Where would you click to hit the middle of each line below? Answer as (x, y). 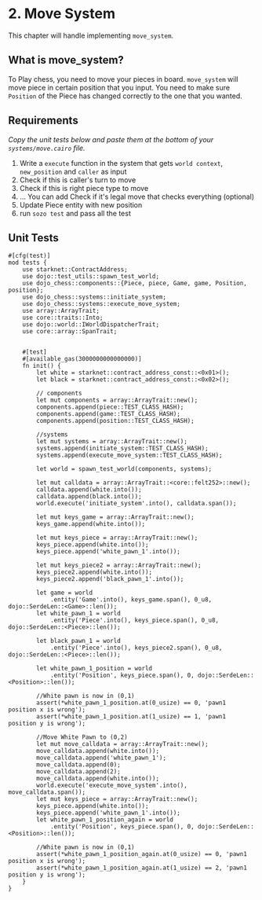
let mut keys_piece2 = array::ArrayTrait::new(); (119, 566)
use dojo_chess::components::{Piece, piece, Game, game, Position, (135, 284)
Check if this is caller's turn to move (78, 180)
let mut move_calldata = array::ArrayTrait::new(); (123, 744)
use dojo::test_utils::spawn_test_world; (91, 277)
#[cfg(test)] (29, 256)
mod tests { (27, 263)
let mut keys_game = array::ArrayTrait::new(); (115, 517)
